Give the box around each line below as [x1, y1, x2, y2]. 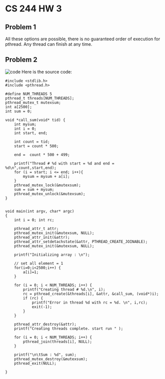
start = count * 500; [14, 144, 59, 149]
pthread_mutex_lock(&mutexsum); [14, 182, 81, 188]
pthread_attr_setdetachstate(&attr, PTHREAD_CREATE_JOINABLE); [14, 239, 148, 244]
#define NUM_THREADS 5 [5, 91, 52, 96]
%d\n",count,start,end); [5, 165, 57, 170]
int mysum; [14, 122, 37, 127]
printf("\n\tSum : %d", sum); [14, 352, 77, 357]
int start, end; [14, 130, 48, 136]
